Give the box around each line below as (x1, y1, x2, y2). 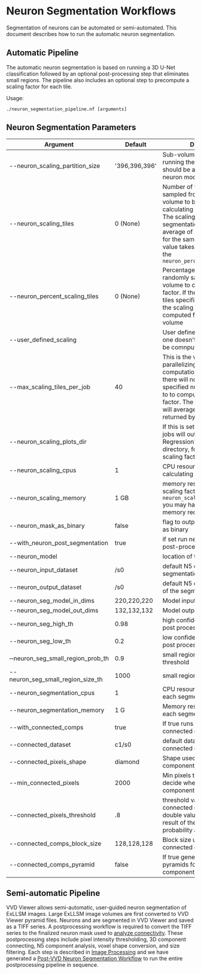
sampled (162, 190, 187, 199)
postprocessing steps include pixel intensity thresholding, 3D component (6, 936, 187, 943)
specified (162, 383, 189, 391)
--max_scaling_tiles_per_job (9, 383, 91, 391)
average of (162, 227, 193, 236)
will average (162, 405, 196, 413)
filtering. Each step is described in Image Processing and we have (6, 949, 169, 956)
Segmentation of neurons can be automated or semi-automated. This (6, 24, 177, 31)
